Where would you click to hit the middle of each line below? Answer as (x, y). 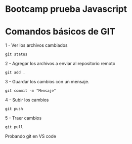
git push (14, 109)
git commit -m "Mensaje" (31, 91)
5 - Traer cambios (23, 118)
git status (16, 54)
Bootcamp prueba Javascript (66, 9)
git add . (15, 72)
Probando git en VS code (31, 136)
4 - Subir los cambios (27, 100)
